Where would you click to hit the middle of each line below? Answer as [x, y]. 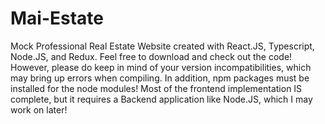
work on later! [39, 109]
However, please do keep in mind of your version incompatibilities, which [161, 67]
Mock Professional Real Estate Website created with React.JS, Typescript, [162, 46]
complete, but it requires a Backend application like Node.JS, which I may [161, 99]
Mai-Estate [57, 18]
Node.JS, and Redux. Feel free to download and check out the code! [151, 56]
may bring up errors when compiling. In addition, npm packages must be [160, 78]
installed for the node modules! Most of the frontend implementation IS [156, 88]
